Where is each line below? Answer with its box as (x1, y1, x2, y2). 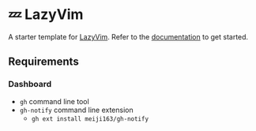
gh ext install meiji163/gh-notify (31, 114, 149, 123)
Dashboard (8, 79, 52, 90)
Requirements (8, 55, 79, 69)
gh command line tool (19, 96, 89, 106)
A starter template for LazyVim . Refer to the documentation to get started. (8, 32, 249, 41)
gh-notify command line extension (19, 105, 134, 114)
